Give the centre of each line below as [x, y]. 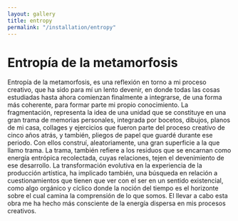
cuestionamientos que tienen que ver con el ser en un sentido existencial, [115, 181]
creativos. [22, 211]
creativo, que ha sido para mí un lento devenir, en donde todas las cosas [114, 90]
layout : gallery [31, 14]
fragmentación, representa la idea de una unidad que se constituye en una [117, 113]
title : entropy [30, 21]
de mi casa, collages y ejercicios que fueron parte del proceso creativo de [117, 128]
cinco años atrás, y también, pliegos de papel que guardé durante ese [110, 135]
